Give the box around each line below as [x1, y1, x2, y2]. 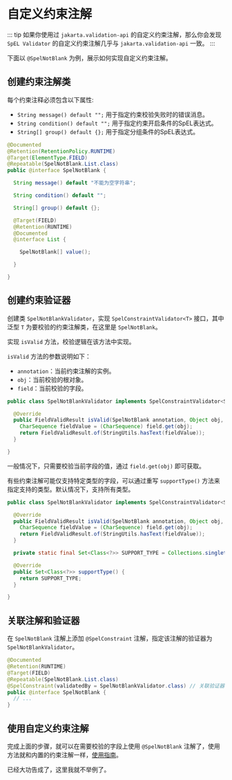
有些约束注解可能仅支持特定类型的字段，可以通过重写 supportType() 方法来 [7, 476, 220, 484]
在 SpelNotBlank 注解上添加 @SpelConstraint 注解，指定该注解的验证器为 [7, 634, 213, 643]
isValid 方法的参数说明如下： [7, 352, 92, 360]
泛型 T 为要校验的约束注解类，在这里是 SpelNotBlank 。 [7, 323, 162, 331]
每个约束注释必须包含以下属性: [7, 95, 95, 104]
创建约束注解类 [7, 76, 71, 88]
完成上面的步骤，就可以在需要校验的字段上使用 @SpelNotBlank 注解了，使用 [7, 742, 220, 750]
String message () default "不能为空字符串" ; [13, 180, 137, 187]
